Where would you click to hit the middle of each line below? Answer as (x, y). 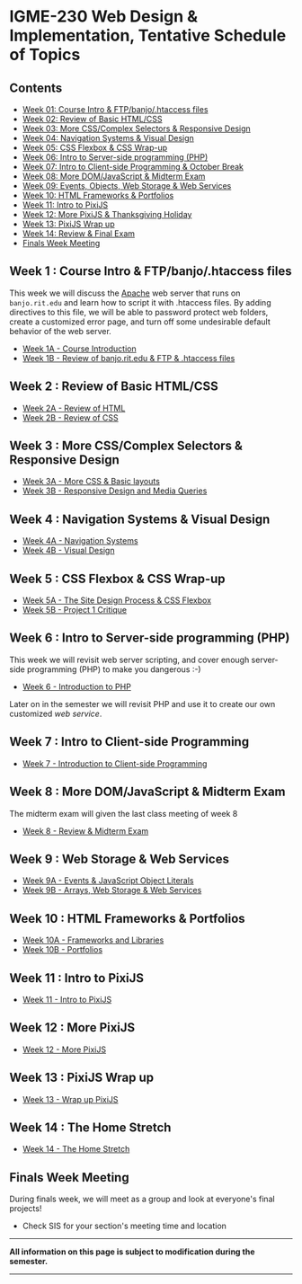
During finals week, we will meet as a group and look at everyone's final (142, 1199)
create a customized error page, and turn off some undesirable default (140, 322)
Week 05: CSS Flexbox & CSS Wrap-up (95, 147)
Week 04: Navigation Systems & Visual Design (108, 138)
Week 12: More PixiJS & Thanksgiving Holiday (107, 214)
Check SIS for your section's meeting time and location (124, 1226)
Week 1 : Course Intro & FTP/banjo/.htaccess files (151, 271)
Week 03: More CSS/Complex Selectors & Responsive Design (137, 128)
